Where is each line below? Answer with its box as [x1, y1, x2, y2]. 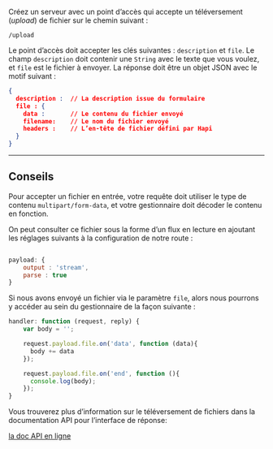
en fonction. [8, 209, 49, 218]
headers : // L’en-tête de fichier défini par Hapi [23, 125, 213, 133]
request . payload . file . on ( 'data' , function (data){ [23, 340, 198, 348]
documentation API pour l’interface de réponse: [8, 416, 168, 425]
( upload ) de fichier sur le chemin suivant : [8, 15, 149, 25]
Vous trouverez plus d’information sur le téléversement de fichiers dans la [8, 407, 256, 417]
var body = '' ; [23, 325, 75, 334]
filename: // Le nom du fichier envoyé [23, 117, 169, 125]
